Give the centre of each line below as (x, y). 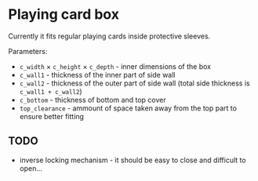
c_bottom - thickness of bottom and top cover (93, 100)
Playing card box (64, 14)
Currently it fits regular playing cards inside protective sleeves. (109, 36)
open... (31, 168)
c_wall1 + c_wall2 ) (51, 91)
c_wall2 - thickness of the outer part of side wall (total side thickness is (134, 83)
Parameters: (28, 51)
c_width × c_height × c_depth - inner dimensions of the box (115, 66)
